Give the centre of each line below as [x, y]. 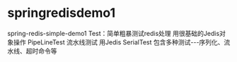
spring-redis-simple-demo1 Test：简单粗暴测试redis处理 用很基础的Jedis [114, 33]
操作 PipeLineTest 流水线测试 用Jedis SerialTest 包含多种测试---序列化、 [118, 42]
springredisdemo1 [62, 13]
